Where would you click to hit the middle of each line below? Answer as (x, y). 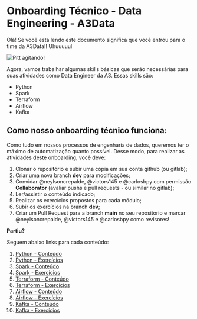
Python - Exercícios (39, 260)
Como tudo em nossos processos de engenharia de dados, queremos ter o (98, 145)
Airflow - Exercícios (39, 298)
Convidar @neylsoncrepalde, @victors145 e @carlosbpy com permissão (103, 181)
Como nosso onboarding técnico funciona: (87, 130)
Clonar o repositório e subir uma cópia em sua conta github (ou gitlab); (101, 169)
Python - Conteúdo (39, 253)
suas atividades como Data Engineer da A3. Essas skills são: (80, 75)
